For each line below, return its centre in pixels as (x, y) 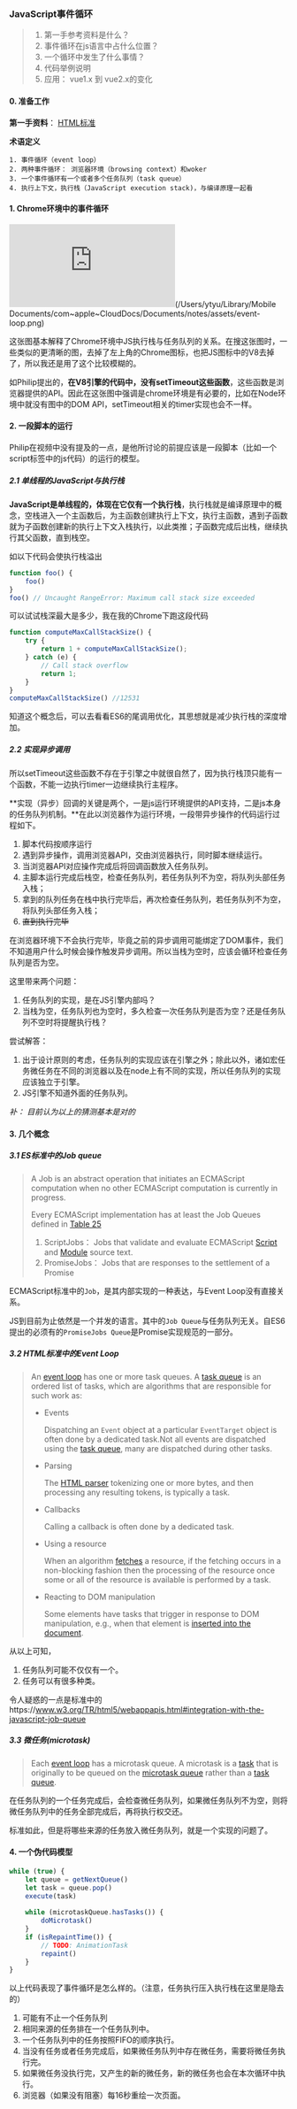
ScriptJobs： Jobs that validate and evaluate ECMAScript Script (160, 1242)
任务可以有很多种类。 (61, 1681)
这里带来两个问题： (44, 981)
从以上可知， (32, 1651)
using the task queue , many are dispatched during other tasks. (158, 1448)
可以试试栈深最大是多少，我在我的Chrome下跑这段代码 (109, 616)
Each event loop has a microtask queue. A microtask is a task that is (154, 1763)
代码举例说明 (67, 68)
